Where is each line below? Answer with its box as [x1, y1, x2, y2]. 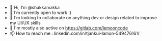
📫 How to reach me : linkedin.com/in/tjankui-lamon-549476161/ [9, 30, 140, 36]
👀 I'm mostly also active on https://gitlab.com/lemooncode [9, 25, 128, 31]
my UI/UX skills [9, 20, 41, 26]
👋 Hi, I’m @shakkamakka [9, 5, 60, 10]
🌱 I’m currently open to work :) [9, 10, 72, 15]
